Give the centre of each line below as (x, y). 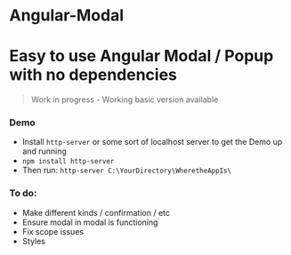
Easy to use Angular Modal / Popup (141, 56)
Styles (34, 241)
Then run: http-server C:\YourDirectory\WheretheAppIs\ (127, 171)
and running (44, 151)
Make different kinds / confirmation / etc (96, 212)
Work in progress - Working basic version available (125, 100)
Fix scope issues (53, 231)
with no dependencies (93, 75)
